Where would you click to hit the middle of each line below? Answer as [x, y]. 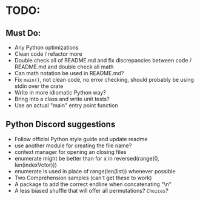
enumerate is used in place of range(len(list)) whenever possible [95, 171]
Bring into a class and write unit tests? [62, 99]
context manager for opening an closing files [70, 152]
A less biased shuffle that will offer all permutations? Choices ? [92, 190]
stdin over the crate [39, 86]
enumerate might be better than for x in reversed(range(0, [87, 158]
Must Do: [23, 33]
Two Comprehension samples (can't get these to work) [83, 178]
